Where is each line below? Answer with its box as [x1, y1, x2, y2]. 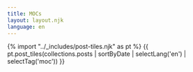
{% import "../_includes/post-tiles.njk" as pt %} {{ [7, 43, 148, 51]
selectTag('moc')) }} [7, 57, 65, 66]
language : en [7, 23, 45, 30]
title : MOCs [7, 10, 42, 17]
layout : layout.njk [7, 17, 64, 24]
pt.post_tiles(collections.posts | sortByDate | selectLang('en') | [7, 50, 187, 58]
